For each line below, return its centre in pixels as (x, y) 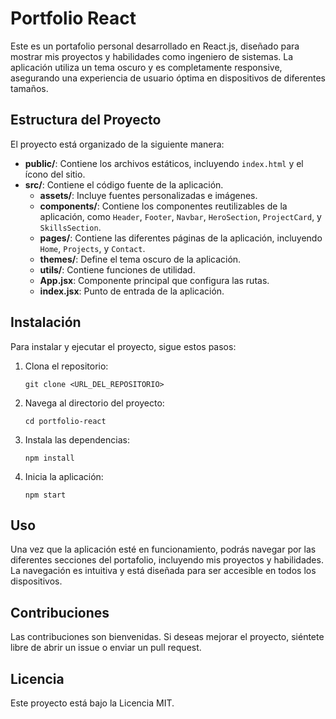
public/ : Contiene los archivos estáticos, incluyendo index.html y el (164, 163)
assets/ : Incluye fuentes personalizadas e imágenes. (148, 195)
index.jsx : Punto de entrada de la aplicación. (132, 291)
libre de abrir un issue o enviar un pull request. (106, 648)
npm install (49, 458)
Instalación (46, 322)
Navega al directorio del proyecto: (94, 403)
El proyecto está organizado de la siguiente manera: (117, 144)
